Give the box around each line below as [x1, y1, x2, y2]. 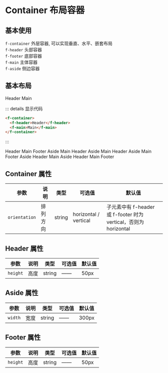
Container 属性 [5, 169, 52, 178]
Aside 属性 [5, 289, 38, 297]
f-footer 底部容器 [5, 53, 42, 59]
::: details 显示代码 [5, 105, 43, 111]
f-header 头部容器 [5, 47, 42, 53]
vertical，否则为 [106, 219, 144, 226]
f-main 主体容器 [5, 59, 37, 65]
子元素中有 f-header [106, 204, 155, 211]
